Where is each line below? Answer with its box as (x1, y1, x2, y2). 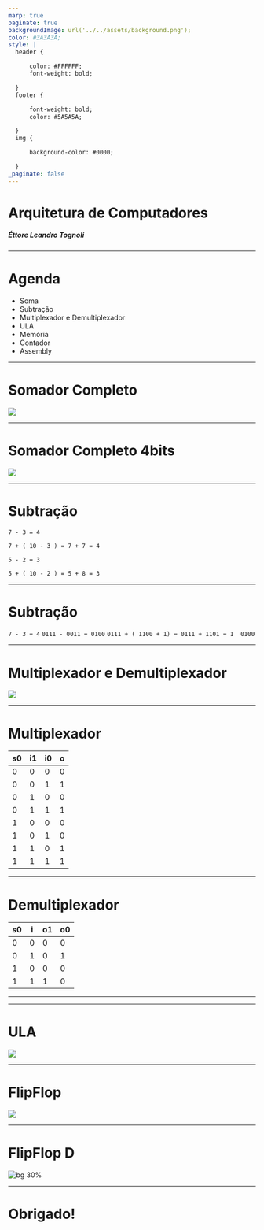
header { (15, 48, 44, 56)
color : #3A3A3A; (8, 33, 61, 42)
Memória (19, 329, 49, 339)
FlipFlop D (8, 1144, 75, 1162)
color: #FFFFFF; (28, 62, 82, 71)
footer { (15, 91, 44, 99)
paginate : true (8, 19, 58, 27)
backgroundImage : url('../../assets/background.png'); (8, 26, 192, 34)
